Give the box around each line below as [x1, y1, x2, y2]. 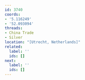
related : [4, 44, 23, 49]
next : [4, 58, 16, 63]
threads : [4, 26, 23, 31]
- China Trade [4, 30, 34, 35]
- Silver [4, 35, 23, 40]
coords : [4, 12, 21, 17]
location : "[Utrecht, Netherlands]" [4, 40, 81, 45]
